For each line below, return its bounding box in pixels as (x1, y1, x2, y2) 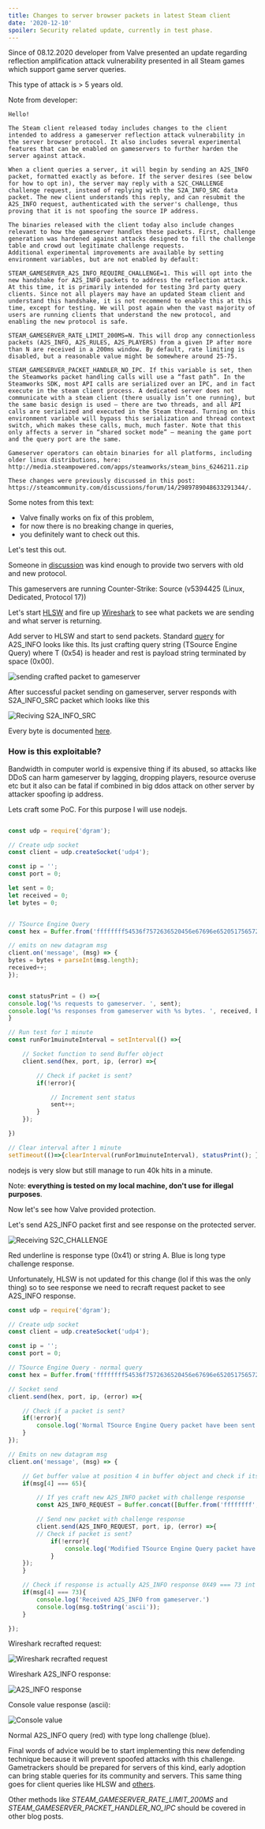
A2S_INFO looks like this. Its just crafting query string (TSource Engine (8, 640, 238, 649)
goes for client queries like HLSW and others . (8, 1779, 155, 1789)
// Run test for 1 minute (8, 1029, 93, 1037)
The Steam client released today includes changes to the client (8, 124, 227, 133)
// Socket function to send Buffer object (22, 1050, 164, 1059)
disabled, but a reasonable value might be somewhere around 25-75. (8, 352, 238, 360)
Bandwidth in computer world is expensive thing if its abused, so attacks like (8, 764, 257, 773)
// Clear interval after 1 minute (8, 1143, 122, 1152)
